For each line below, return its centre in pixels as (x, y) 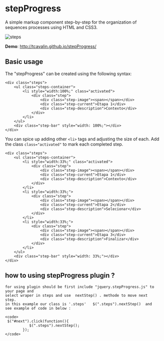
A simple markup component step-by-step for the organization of (71, 22)
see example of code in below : (38, 308)
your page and (20, 291)
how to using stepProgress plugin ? (60, 275)
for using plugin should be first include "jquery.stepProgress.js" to (80, 287)
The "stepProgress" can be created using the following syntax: (69, 74)
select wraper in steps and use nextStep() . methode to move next (76, 295)
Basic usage (24, 62)
